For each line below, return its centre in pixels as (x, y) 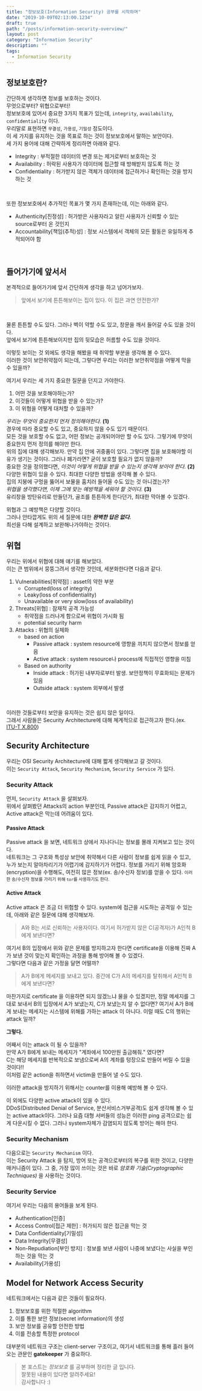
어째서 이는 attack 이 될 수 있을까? (47, 1044)
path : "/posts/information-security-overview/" (67, 29)
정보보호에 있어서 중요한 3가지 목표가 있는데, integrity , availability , (90, 114)
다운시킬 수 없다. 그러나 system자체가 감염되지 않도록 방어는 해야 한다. (95, 1123)
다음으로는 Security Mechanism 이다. (50, 1153)
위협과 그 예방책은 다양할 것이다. (44, 510)
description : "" (27, 46)
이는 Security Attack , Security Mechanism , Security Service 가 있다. (91, 769)
